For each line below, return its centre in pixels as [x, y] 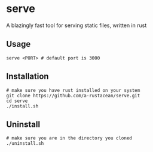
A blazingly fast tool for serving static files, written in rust [76, 25]
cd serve [17, 101]
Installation [27, 77]
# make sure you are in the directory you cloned [69, 138]
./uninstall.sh [25, 144]
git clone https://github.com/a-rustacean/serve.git [73, 96]
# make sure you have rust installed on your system [73, 90]
